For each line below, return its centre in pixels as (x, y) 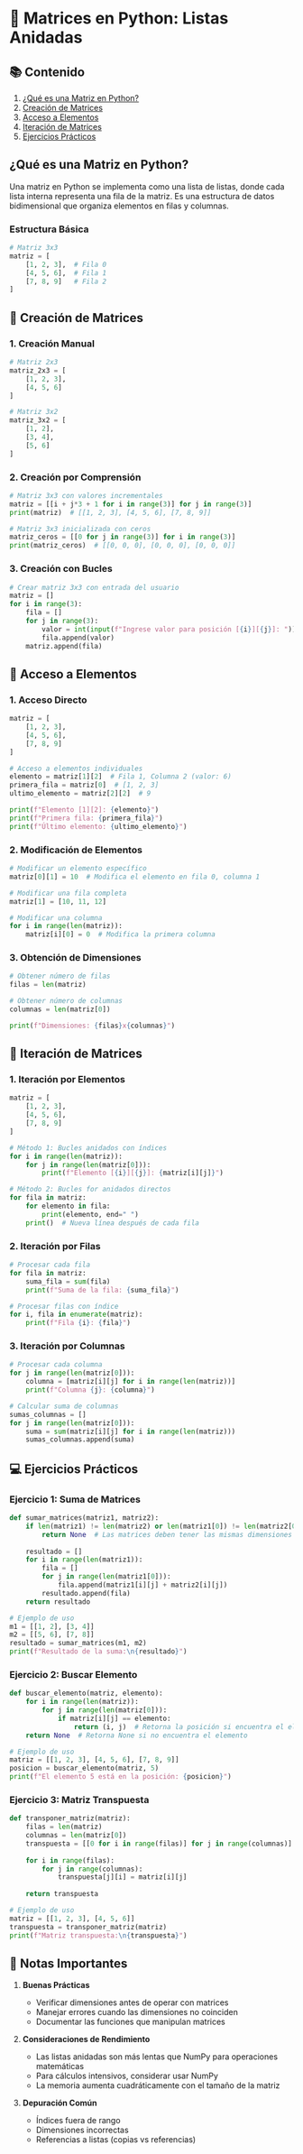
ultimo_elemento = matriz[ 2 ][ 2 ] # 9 (80, 794)
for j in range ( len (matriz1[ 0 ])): (106, 1577)
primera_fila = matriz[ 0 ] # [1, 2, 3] (84, 785)
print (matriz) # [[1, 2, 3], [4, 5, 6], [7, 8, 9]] (110, 512)
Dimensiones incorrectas (82, 2130)
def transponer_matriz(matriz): (70, 1818)
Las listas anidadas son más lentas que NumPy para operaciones (156, 2057)
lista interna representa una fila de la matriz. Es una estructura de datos (142, 196)
